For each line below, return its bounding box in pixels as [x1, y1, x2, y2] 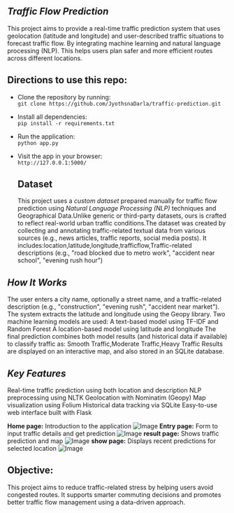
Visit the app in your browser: [17, 152, 103, 160]
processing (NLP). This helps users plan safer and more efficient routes [7, 46, 213, 55]
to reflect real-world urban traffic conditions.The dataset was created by [17, 219, 226, 227]
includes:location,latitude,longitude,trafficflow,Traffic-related [17, 241, 192, 250]
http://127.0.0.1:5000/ [17, 159, 87, 167]
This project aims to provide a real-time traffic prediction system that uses [7, 24, 221, 32]
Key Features [7, 367, 66, 379]
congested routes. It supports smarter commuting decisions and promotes [7, 490, 221, 499]
